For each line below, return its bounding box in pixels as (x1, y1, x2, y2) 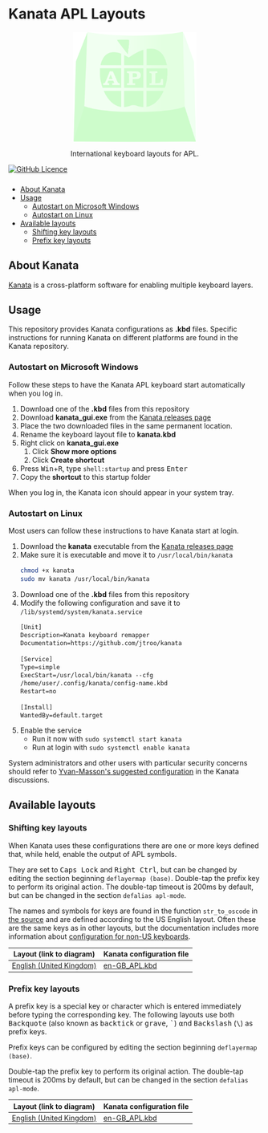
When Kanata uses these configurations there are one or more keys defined (8, 840, 259, 851)
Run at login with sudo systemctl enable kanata (31, 742, 190, 752)
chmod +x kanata (19, 566, 75, 575)
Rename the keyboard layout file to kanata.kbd (19, 429, 177, 439)
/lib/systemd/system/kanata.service (19, 607, 143, 616)
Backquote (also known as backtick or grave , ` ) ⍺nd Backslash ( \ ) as (8, 1018, 254, 1028)
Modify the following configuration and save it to (19, 598, 181, 607)
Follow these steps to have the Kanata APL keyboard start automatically (8, 380, 246, 389)
